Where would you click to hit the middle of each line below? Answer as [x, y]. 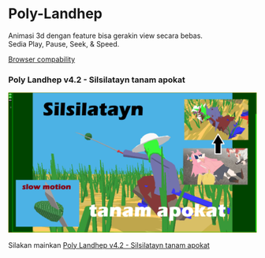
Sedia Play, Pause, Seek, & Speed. [64, 43]
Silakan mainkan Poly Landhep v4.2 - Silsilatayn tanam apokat [109, 245]
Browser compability [42, 59]
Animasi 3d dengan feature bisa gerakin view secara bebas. [106, 36]
